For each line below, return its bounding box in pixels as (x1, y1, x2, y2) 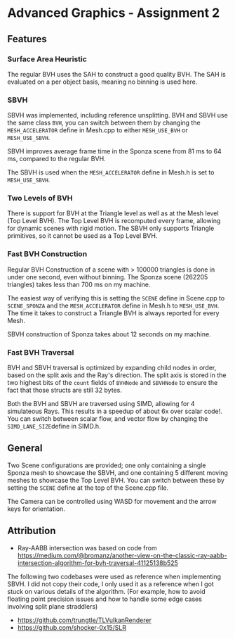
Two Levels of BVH (7, 194, 73, 203)
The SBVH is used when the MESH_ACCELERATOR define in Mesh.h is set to (7, 168, 215, 177)
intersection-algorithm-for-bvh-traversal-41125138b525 (17, 558, 179, 567)
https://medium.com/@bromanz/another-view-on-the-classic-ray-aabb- (17, 551, 227, 559)
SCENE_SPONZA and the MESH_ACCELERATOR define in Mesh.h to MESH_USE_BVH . (7, 301, 220, 310)
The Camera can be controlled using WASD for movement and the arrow (7, 497, 217, 505)
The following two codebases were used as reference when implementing (7, 572, 222, 581)
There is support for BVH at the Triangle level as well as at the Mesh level (7, 209, 219, 217)
